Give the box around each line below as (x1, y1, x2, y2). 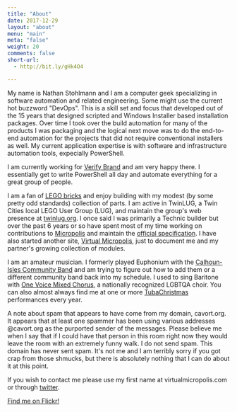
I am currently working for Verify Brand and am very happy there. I (7, 162, 200, 171)
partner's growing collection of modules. (7, 244, 126, 252)
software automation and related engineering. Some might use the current (7, 96, 223, 105)
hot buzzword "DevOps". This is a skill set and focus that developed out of (7, 103, 224, 112)
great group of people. (7, 178, 73, 186)
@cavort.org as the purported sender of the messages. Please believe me (7, 324, 222, 333)
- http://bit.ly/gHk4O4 (13, 63, 83, 70)
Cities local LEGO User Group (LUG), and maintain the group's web (7, 206, 202, 214)
